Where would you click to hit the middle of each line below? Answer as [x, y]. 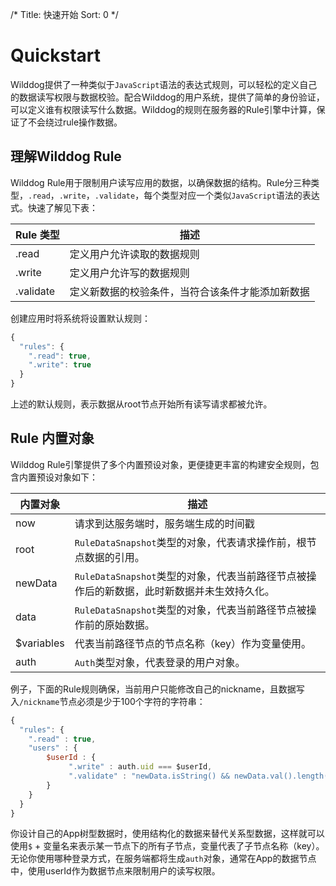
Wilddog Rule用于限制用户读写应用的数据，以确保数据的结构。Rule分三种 [161, 182]
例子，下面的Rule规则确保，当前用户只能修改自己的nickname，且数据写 [157, 689]
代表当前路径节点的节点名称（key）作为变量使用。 [193, 643]
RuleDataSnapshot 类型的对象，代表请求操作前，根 [190, 542]
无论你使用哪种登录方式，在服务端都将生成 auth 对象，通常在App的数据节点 [163, 859]
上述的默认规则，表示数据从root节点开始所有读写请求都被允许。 [141, 404]
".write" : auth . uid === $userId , [140, 767]
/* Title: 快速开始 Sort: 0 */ [64, 14]
